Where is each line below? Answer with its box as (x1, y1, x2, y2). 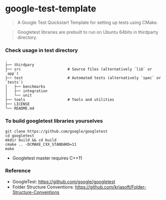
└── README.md (5, 106, 35, 111)
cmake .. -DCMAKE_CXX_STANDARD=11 (5, 142, 77, 147)
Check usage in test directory (5, 47, 78, 54)
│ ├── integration (5, 89, 48, 94)
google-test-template (5, 3, 96, 14)
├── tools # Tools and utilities (5, 98, 114, 102)
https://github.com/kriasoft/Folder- (75, 184, 147, 190)
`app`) (5, 71, 19, 76)
